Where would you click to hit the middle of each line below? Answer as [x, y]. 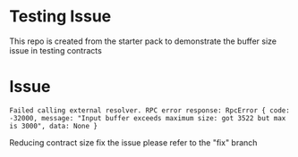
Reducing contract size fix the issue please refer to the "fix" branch [133, 142]
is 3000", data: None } [54, 126]
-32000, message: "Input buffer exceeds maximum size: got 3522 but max [148, 118]
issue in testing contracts [56, 50]
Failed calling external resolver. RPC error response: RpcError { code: [150, 110]
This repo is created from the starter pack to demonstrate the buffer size [143, 41]
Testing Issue [60, 17]
